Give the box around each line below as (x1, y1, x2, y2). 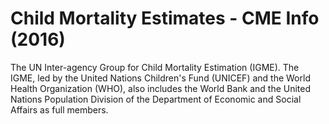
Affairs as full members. (10, 103, 109, 116)
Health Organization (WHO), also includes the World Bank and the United (10, 82, 312, 94)
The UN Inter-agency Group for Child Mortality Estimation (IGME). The (10, 61, 300, 73)
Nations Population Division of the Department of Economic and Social (10, 93, 302, 105)
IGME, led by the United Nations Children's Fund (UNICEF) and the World (10, 72, 311, 84)
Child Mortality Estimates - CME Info (10, 7, 320, 30)
